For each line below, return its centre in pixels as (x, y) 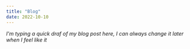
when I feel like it (27, 40)
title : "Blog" (24, 11)
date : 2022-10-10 (27, 17)
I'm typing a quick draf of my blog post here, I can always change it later (95, 33)
